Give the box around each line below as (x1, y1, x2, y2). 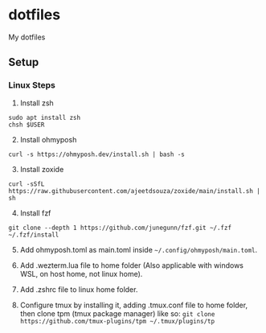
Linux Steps (8, 80, 56, 91)
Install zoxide (19, 164, 64, 174)
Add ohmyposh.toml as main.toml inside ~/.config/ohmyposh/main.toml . (19, 245, 258, 254)
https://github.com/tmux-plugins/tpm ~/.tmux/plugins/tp (19, 317, 215, 325)
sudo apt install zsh (8, 113, 81, 121)
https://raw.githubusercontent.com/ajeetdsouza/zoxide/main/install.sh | (8, 187, 261, 195)
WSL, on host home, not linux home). (19, 269, 143, 278)
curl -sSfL (8, 179, 45, 188)
